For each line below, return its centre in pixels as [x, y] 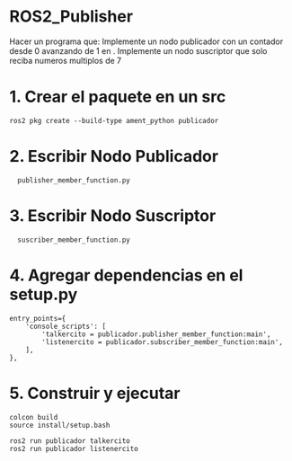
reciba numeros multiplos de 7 [66, 60]
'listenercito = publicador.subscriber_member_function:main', [162, 342]
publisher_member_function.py [74, 180]
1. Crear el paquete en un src [118, 97]
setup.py [44, 294]
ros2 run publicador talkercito [70, 441]
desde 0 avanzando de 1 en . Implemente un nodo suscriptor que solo [138, 50]
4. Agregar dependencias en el [126, 275]
